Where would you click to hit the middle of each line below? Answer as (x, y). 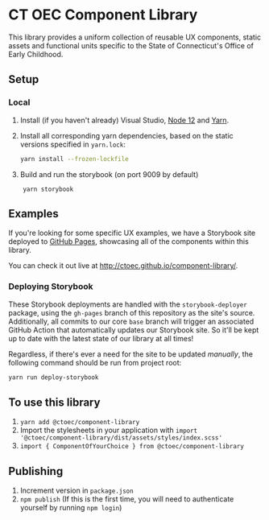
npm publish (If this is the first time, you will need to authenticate (127, 499)
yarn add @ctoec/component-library (80, 423)
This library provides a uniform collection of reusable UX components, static (135, 37)
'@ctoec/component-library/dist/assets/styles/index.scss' (121, 438)
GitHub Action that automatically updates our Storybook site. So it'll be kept (134, 330)
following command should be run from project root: (95, 362)
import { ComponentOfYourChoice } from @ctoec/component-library (132, 447)
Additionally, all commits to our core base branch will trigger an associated (131, 321)
